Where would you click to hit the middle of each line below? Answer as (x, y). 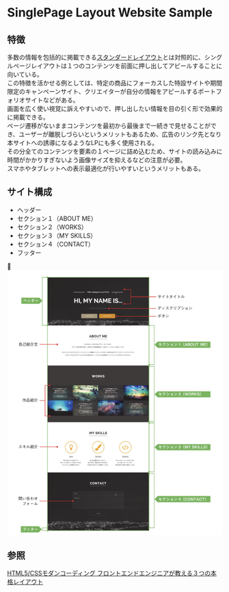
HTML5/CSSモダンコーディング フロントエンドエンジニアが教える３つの (109, 574)
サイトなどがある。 (52, 100)
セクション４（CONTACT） (55, 244)
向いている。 (25, 74)
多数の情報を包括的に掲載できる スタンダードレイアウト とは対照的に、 (106, 57)
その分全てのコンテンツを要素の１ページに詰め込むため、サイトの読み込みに (115, 151)
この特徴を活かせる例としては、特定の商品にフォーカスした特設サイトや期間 (115, 83)
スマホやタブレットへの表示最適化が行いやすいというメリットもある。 (106, 168)
